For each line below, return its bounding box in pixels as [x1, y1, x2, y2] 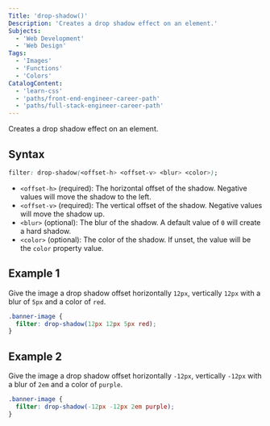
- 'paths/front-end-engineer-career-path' [15, 94, 160, 102]
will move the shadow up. [19, 209, 105, 219]
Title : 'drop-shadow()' [8, 11, 89, 20]
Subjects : [8, 27, 42, 35]
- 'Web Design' [15, 42, 67, 50]
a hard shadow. [19, 226, 71, 236]
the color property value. [19, 243, 104, 253]
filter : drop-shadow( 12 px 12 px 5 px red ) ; [15, 319, 157, 328]
